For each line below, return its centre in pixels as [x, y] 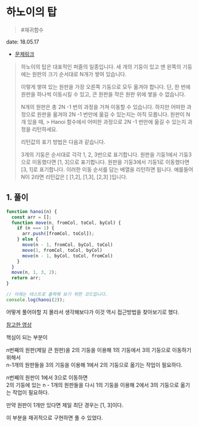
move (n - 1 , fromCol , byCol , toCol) [67, 245]
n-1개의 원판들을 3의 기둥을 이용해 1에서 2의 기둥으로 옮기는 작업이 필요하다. [94, 364]
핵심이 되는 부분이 [27, 337]
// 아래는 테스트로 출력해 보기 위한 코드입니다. [57, 294]
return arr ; [27, 278]
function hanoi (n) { [32, 211]
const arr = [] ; [32, 217]
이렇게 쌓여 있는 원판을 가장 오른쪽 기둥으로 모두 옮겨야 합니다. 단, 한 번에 [105, 86]
